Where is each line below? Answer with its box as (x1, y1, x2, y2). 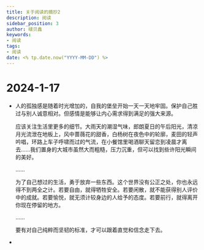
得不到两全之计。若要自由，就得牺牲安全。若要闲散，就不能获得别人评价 (15, 186, 198, 193)
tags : (6, 44, 20, 50)
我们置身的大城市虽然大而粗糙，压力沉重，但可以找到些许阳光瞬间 (29, 145, 197, 153)
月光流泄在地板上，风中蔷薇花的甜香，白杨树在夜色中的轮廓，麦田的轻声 (15, 130, 198, 138)
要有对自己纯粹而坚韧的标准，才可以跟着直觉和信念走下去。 (15, 226, 166, 233)
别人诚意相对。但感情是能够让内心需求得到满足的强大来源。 (26, 110, 176, 117)
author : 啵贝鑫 (6, 26, 42, 32)
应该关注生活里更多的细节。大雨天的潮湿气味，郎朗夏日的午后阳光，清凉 (15, 123, 198, 130)
